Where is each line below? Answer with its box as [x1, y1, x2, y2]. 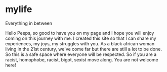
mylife [5, 4, 32, 15]
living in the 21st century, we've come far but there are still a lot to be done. [5, 46, 162, 52]
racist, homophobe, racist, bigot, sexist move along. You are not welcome [5, 56, 158, 62]
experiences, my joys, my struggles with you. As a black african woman [5, 40, 155, 46]
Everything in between [5, 20, 52, 26]
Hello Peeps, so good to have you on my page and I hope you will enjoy [5, 30, 154, 36]
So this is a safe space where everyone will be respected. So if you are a [5, 51, 157, 57]
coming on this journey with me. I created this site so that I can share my [5, 35, 156, 41]
